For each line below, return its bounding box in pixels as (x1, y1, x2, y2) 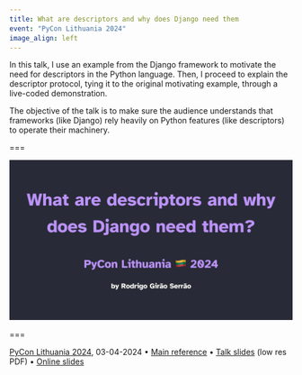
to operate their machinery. (9, 124, 111, 135)
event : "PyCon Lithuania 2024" (9, 23, 127, 33)
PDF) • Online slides (9, 356, 84, 367)
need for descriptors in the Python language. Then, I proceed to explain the (9, 69, 289, 80)
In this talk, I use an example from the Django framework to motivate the (9, 59, 277, 70)
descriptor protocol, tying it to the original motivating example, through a (9, 78, 279, 89)
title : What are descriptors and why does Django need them (9, 14, 240, 23)
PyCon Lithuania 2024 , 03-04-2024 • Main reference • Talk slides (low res (9, 346, 288, 357)
